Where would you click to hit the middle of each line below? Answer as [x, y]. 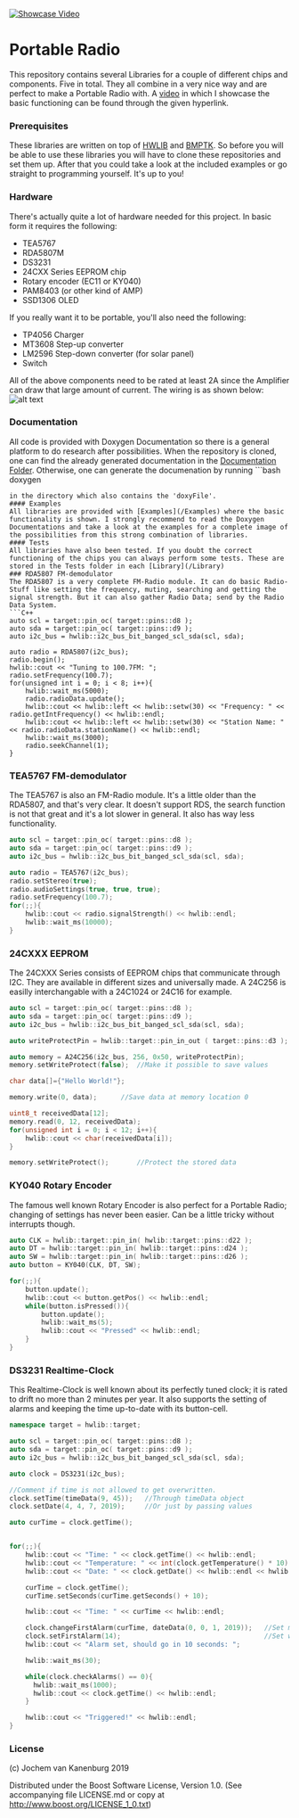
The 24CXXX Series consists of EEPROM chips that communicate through [145, 973]
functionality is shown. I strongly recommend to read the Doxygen [137, 519]
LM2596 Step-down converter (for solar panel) [108, 353]
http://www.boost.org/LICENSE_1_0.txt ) [81, 1805]
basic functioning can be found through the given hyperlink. [119, 103]
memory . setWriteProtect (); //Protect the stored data [123, 1163]
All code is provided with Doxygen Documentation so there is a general [139, 441]
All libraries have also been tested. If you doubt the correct [131, 550]
